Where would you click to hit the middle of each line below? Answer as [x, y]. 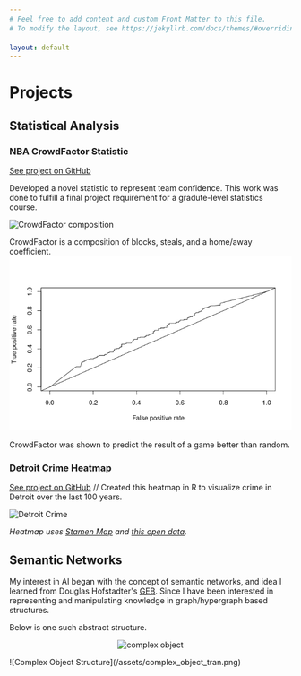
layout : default [39, 48]
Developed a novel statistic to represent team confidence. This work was [144, 188]
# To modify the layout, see [64, 28]
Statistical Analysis [64, 126]
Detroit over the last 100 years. [66, 497]
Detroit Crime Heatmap [60, 468]
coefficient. [30, 252]
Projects [41, 93]
